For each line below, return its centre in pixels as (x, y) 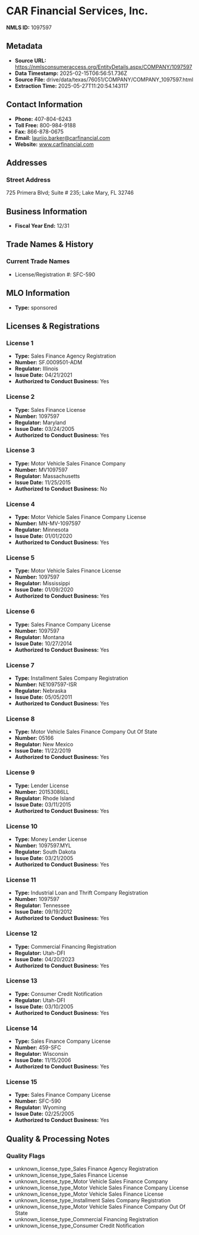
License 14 (22, 1028)
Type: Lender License (42, 785)
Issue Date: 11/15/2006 (43, 1060)
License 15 (22, 1082)
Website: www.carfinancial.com (54, 144)
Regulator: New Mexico (44, 745)
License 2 (20, 397)
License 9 (20, 773)
